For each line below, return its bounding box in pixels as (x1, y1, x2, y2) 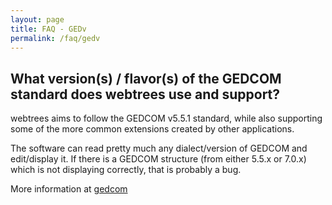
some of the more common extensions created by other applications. (10, 123, 295, 135)
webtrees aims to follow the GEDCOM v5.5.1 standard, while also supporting (10, 112, 323, 125)
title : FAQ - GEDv (10, 24, 87, 34)
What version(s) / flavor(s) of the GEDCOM (10, 70, 282, 87)
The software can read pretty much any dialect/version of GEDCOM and (10, 142, 308, 155)
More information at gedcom (10, 183, 128, 195)
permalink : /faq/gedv (10, 33, 101, 43)
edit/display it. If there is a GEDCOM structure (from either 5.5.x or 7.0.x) (10, 153, 307, 165)
